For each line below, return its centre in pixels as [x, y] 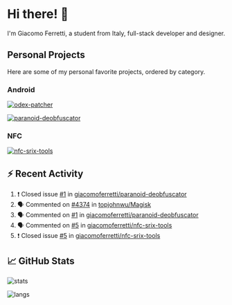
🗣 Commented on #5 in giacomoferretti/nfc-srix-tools [95, 225]
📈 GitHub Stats [41, 261]
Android [21, 89]
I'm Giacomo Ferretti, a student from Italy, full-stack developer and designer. [116, 33]
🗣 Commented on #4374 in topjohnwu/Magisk [84, 205]
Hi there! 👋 [38, 14]
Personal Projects [46, 55]
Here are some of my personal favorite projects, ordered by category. [106, 71]
